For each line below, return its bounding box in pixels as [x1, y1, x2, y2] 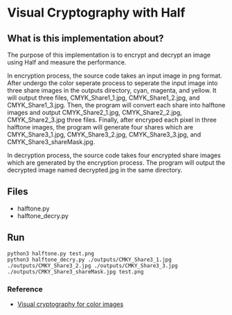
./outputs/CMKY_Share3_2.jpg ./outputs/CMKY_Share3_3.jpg [7, 262, 178, 269]
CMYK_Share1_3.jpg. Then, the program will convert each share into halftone [7, 101, 226, 109]
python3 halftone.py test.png [7, 250, 95, 257]
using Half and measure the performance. [7, 58, 127, 66]
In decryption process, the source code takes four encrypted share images [7, 151, 222, 159]
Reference [7, 284, 43, 294]
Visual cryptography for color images [17, 300, 124, 308]
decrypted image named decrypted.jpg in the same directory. [7, 166, 183, 174]
